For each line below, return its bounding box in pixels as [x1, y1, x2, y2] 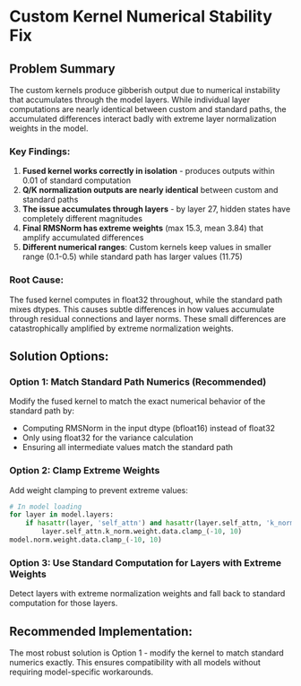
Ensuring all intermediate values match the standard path [21, 442, 234, 453]
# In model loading [9, 502, 82, 511]
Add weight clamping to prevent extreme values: [9, 484, 188, 495]
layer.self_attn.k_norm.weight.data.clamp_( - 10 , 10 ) [41, 527, 243, 536]
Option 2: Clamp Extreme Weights [9, 465, 160, 477]
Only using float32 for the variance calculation [21, 432, 194, 443]
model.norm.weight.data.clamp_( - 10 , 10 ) [9, 535, 163, 544]
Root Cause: [9, 274, 64, 286]
